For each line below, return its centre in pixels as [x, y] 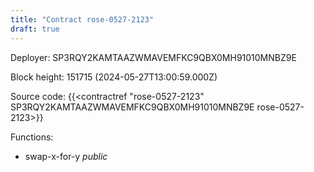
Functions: [32, 137]
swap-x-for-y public [66, 156]
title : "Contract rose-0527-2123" [82, 19]
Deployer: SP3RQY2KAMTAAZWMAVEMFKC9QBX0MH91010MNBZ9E [153, 57]
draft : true [35, 29]
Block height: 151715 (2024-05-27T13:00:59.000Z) [114, 77]
